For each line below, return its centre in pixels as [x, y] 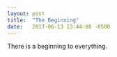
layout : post [26, 14]
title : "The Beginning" [43, 20]
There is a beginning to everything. [57, 47]
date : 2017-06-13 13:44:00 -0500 [59, 26]
